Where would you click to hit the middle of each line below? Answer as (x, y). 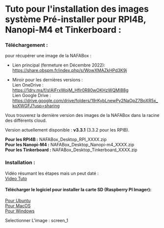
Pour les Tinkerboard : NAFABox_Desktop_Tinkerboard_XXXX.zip (71, 150)
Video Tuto (16, 178)
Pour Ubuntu (18, 200)
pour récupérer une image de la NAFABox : (48, 56)
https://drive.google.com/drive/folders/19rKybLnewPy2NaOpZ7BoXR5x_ (85, 101)
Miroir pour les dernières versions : (47, 80)
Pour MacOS (18, 205)
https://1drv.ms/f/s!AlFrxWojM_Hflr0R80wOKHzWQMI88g (70, 90)
